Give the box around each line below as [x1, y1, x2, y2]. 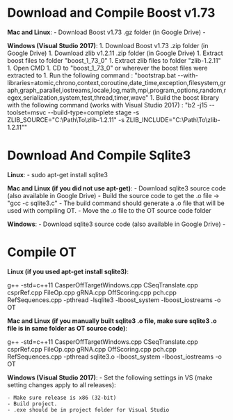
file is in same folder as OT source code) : [7, 324, 127, 332]
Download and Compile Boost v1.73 [7, 5, 216, 21]
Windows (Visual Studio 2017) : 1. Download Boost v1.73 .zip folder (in [7, 41, 209, 50]
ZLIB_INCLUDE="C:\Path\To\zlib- [126, 115, 220, 123]
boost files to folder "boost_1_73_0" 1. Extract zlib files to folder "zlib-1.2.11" [7, 56, 221, 64]
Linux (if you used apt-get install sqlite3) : [7, 267, 129, 276]
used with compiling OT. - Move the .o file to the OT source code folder [7, 206, 212, 214]
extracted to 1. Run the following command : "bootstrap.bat [7, 71, 176, 80]
